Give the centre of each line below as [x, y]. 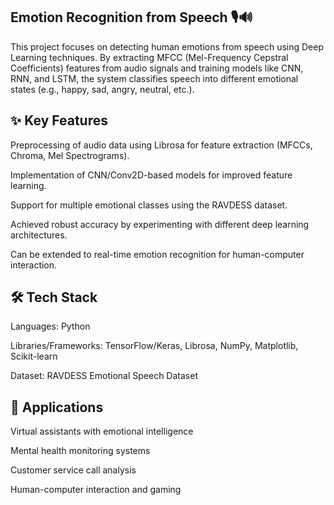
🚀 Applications [57, 407]
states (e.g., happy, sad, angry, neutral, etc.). [102, 89]
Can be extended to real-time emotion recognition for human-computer [157, 254]
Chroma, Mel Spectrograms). [70, 155]
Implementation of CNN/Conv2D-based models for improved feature [151, 175]
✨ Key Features [59, 120]
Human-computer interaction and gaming [96, 490]
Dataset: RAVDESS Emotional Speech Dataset [104, 376]
